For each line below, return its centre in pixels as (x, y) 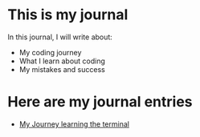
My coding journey (50, 52)
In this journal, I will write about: (60, 37)
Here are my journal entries (100, 102)
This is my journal (68, 15)
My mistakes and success (62, 69)
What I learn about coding (62, 61)
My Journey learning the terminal (74, 124)
